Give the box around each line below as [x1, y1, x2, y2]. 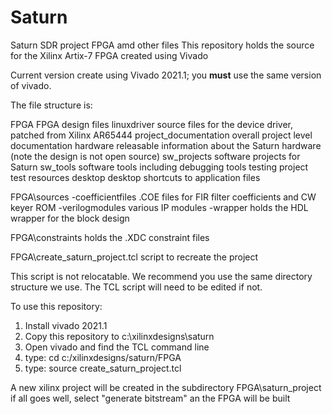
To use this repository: [10, 300, 103, 312]
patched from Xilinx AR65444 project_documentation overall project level [10, 129, 313, 141]
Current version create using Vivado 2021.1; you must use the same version [10, 69, 322, 81]
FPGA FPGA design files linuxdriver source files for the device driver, [10, 118, 293, 130]
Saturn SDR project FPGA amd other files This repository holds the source [10, 39, 315, 51]
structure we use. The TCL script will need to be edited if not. [10, 281, 263, 293]
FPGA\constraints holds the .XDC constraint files [10, 231, 210, 243]
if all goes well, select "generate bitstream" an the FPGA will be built [10, 392, 291, 404]
